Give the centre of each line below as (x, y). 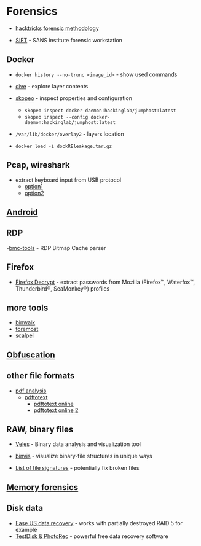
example (26, 529)
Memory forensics (42, 487)
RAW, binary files (40, 429)
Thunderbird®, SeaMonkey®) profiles (62, 288)
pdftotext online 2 (56, 410)
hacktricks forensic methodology (57, 28)
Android (22, 212)
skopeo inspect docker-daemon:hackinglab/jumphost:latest (100, 111)
